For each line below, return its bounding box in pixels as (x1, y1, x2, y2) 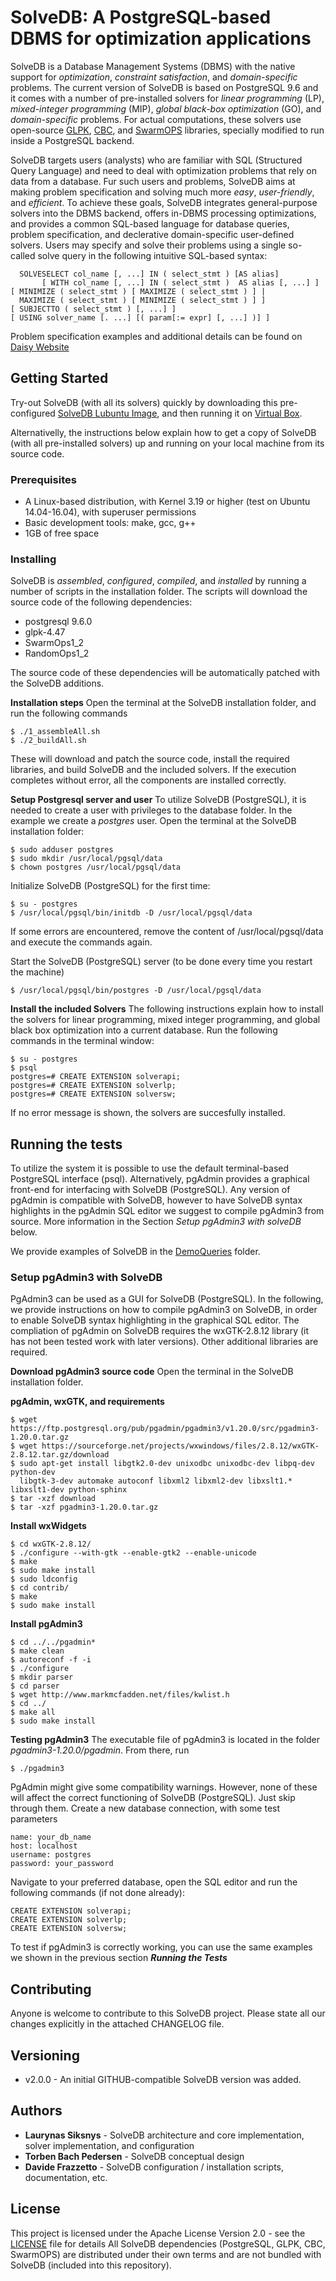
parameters (10, 1813, 58, 1825)
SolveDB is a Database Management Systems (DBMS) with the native (10, 60, 296, 72)
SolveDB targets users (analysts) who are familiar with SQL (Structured (10, 154, 303, 166)
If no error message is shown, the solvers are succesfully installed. (10, 1107, 286, 1119)
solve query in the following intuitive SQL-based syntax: (37, 249, 268, 261)
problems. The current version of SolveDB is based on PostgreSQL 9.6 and (10, 81, 319, 93)
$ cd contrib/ (10, 1583, 70, 1593)
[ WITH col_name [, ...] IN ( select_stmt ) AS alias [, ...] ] (41, 277, 320, 288)
